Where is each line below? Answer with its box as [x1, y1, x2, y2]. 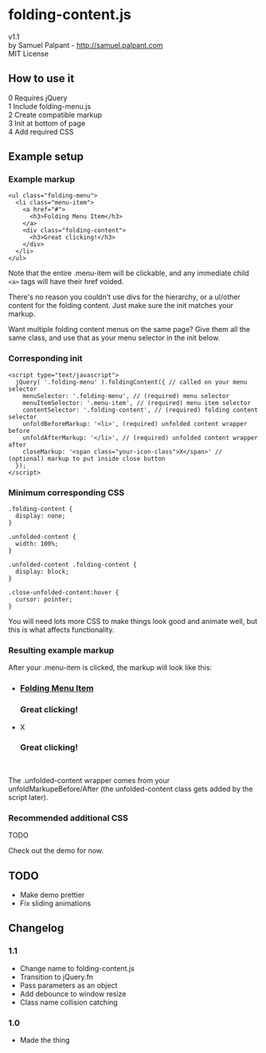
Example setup [8, 150, 84, 164]
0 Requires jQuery [8, 93, 68, 103]
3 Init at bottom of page [8, 118, 86, 128]
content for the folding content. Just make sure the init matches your [8, 301, 233, 310]
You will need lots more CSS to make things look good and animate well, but [8, 617, 258, 626]
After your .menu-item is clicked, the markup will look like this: [8, 663, 213, 673]
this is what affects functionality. [8, 625, 115, 634]
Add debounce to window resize [19, 989, 127, 998]
